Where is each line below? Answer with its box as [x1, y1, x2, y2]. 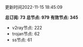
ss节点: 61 [12, 37, 32, 43]
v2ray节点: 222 [12, 25, 42, 31]
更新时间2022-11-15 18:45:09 [5, 4, 63, 10]
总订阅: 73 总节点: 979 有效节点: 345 [5, 15, 78, 20]
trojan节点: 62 [12, 31, 40, 36]
